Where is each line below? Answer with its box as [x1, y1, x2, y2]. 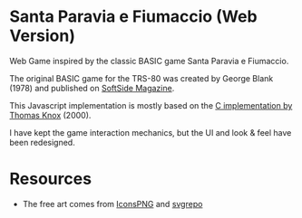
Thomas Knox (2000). [9, 109, 92, 120]
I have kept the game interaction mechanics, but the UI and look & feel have [9, 127, 292, 137]
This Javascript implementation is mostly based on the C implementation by [9, 100, 293, 110]
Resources [9, 169, 93, 189]
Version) [9, 25, 75, 46]
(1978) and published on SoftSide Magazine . [9, 82, 175, 93]
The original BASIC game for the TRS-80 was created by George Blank [9, 72, 274, 83]
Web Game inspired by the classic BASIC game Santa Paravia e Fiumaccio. [9, 55, 289, 66]
